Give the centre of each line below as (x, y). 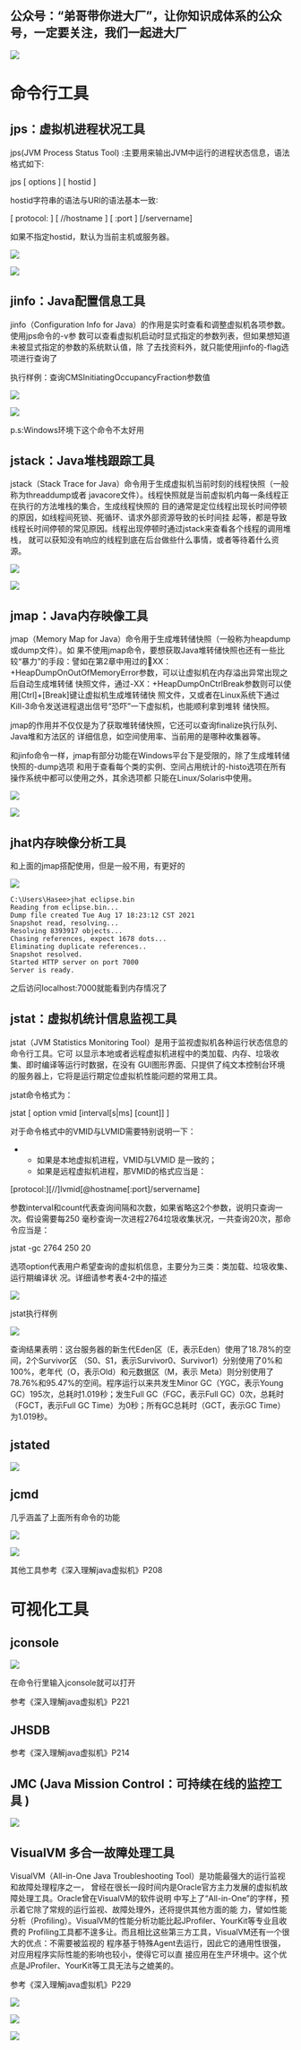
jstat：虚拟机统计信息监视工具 (94, 1019)
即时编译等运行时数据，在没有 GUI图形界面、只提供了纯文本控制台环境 (155, 1064)
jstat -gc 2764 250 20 (51, 1248)
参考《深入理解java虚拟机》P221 (70, 1701)
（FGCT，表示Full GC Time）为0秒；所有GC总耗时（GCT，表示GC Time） (148, 1405)
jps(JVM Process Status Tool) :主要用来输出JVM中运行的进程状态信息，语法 (150, 152)
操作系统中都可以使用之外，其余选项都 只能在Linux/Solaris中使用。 (133, 778)
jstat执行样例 (34, 1313)
